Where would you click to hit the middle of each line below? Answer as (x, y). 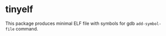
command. (27, 28)
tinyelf (19, 9)
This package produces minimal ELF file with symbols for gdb (70, 23)
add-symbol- (149, 24)
